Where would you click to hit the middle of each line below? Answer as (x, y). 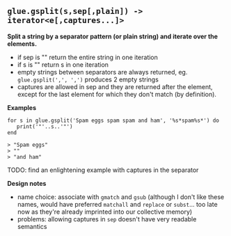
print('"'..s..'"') (45, 126)
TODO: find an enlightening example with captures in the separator (103, 170)
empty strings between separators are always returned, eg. (102, 72)
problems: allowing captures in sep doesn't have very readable (107, 219)
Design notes (27, 183)
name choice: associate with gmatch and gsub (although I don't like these (121, 197)
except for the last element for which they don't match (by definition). (117, 94)
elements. (22, 44)
